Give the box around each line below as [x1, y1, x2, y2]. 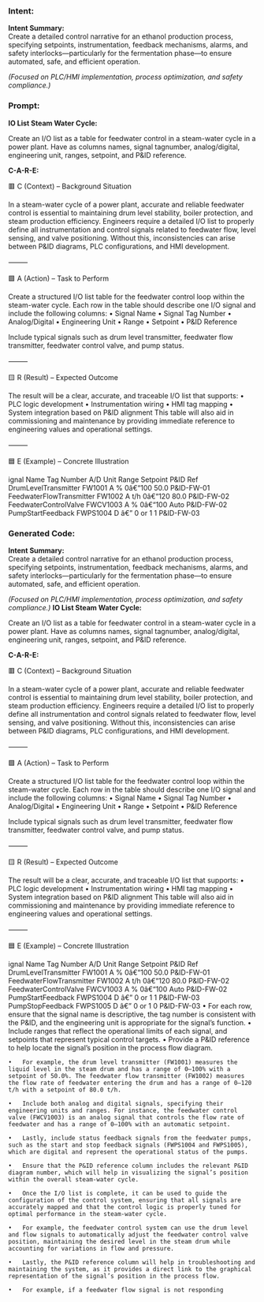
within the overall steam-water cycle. [8, 1175, 139, 1184]
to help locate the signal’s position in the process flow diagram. [8, 1043, 213, 1052]
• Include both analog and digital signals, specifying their [8, 1099, 224, 1107]
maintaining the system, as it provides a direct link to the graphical [8, 1265, 252, 1273]
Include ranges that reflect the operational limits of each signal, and [8, 1026, 228, 1035]
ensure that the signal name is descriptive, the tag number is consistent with [8, 1009, 256, 1019]
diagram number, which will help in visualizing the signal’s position [8, 1169, 248, 1177]
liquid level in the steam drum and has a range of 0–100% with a [8, 1065, 231, 1073]
